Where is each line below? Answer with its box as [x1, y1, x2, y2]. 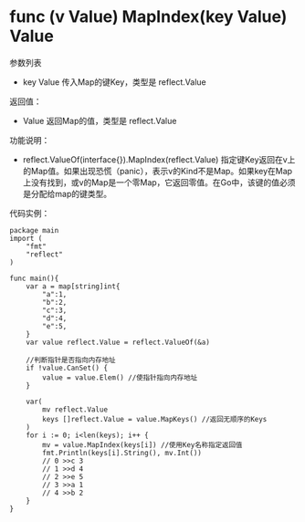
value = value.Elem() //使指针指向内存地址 [42, 372, 198, 382]
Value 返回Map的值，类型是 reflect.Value [22, 115, 177, 126]
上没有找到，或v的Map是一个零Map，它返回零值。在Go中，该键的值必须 [22, 176, 296, 188]
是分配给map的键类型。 [22, 188, 112, 199]
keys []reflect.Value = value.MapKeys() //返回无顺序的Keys [42, 414, 268, 423]
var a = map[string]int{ [26, 281, 121, 291]
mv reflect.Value [42, 404, 108, 414]
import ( [9, 234, 43, 243]
